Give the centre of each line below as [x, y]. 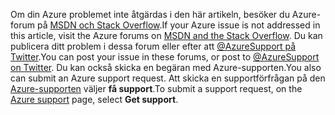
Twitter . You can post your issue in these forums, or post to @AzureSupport [165, 57]
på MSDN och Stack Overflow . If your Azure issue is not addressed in [178, 25]
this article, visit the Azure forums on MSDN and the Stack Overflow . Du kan [166, 35]
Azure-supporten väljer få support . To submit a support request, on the [156, 88]
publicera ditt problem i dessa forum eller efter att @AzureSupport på [153, 46]
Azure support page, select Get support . [94, 99]
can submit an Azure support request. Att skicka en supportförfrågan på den [168, 78]
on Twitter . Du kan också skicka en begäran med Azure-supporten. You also [166, 67]
